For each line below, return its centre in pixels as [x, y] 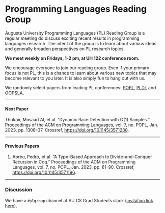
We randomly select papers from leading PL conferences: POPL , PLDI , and [81, 87]
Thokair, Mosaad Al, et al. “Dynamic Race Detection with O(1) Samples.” [78, 120]
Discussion [19, 190]
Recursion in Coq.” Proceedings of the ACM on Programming [74, 162]
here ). [11, 206]
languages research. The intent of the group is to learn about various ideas [81, 43]
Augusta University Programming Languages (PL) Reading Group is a [75, 33]
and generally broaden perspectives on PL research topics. [65, 49]
